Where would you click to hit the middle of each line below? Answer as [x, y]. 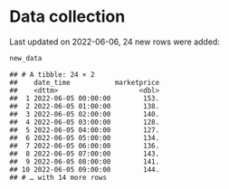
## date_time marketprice [85, 82]
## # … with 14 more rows [58, 177]
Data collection [67, 17]
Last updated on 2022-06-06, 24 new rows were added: [114, 42]
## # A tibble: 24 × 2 [52, 74]
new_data [26, 58]
